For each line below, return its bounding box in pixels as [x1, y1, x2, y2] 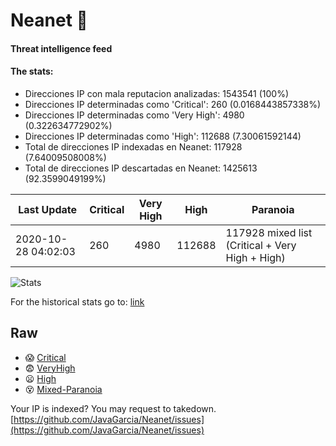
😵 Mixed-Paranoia [24, 383, 103, 395]
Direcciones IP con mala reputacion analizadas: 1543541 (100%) [24, 87, 290, 99]
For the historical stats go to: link [10, 295, 145, 308]
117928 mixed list [225, 225, 313, 239]
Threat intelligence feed [10, 42, 113, 54]
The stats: [10, 65, 54, 78]
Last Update [18, 202, 78, 216]
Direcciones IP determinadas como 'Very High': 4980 [24, 109, 245, 121]
